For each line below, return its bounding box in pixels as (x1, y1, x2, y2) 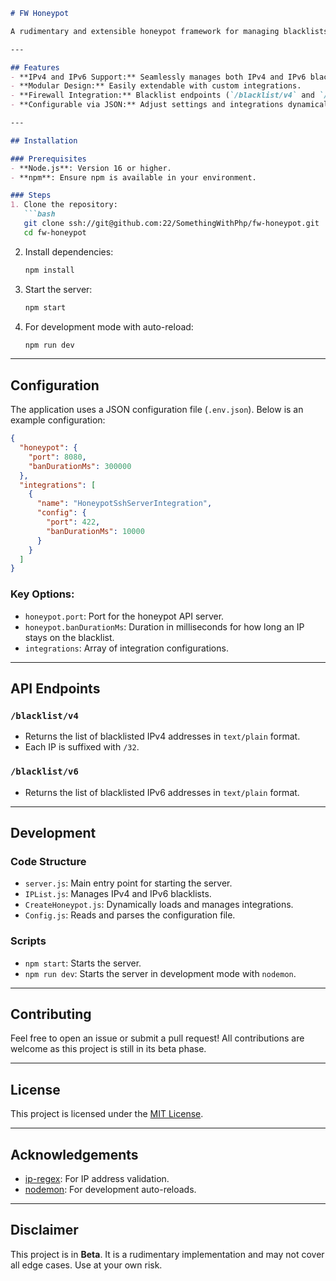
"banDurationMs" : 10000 (46, 526, 145, 536)
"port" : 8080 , (28, 452, 87, 462)
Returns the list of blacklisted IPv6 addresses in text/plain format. (24, 786, 300, 798)
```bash (23, 209, 56, 219)
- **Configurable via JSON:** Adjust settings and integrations (10, 100, 284, 110)
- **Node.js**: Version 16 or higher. (10, 163, 172, 173)
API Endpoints (10, 680, 101, 697)
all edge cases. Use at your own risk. (10, 1259, 163, 1271)
